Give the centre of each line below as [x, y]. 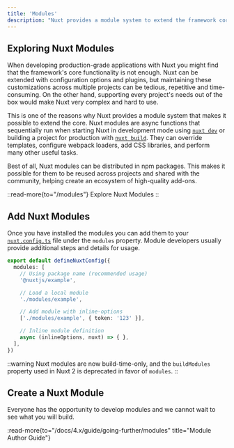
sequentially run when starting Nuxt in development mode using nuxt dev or [116, 130]
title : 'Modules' [32, 14]
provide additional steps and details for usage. [74, 248]
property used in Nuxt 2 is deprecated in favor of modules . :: [93, 371]
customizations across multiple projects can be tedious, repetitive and [108, 87]
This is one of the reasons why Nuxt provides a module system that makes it [117, 116]
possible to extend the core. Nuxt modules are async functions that [104, 123]
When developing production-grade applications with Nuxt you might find [113, 65]
